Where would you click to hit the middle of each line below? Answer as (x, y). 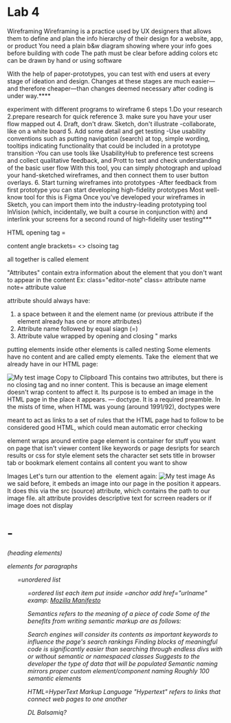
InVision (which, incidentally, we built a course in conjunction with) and (107, 212)
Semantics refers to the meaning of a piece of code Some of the (119, 613)
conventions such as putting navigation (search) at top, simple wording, (109, 138)
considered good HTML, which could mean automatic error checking (105, 427)
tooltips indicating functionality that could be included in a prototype (104, 146)
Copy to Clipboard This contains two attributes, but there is (140, 377)
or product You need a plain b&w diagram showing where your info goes (109, 46)
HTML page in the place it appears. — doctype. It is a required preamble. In (114, 399)
